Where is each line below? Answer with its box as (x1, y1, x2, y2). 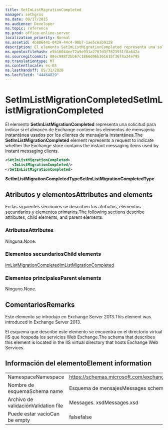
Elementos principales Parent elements (5, 274, 101, 281)
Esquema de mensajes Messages (69, 384, 146, 391)
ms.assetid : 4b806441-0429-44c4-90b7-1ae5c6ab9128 (5, 40, 113, 45)
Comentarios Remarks (5, 300, 75, 309)
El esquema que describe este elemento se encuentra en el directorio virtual (5, 328, 162, 334)
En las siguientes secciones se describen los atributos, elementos (5, 204, 141, 210)
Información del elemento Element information (5, 359, 152, 368)
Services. (5, 344, 25, 350)
